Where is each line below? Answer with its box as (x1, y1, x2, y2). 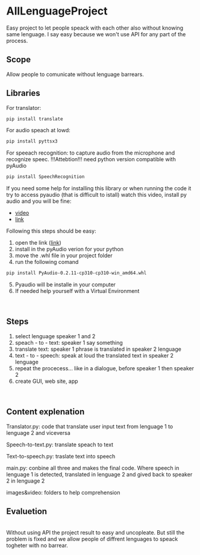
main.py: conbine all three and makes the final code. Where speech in (6, 464, 180, 472)
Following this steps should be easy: (6, 228, 96, 235)
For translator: (6, 104, 42, 111)
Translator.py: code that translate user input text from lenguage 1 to (6, 423, 173, 430)
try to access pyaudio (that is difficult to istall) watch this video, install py (6, 191, 187, 199)
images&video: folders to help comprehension (6, 489, 120, 496)
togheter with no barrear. (6, 542, 68, 549)
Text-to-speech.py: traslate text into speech (6, 452, 116, 460)
